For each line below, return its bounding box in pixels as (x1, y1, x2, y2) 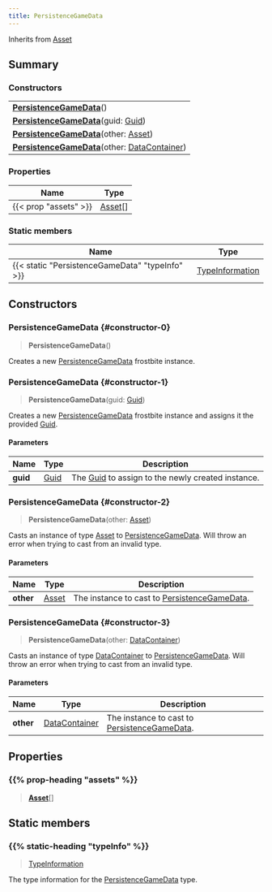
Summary (8, 58, 59, 71)
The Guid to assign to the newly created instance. (71, 472, 260, 483)
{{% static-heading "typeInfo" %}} (8, 841, 150, 852)
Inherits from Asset (8, 34, 73, 44)
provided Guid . (8, 419, 58, 429)
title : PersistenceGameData (8, 11, 104, 20)
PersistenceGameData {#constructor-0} (8, 322, 171, 333)
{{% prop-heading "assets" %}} (8, 774, 138, 786)
